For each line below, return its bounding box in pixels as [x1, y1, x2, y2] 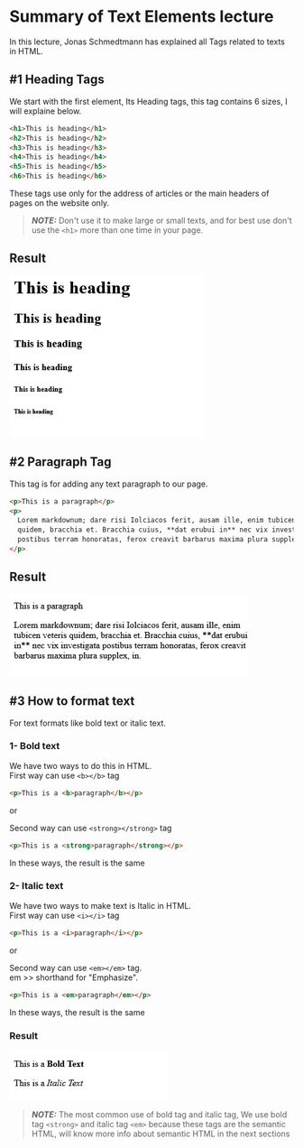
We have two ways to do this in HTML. [9, 760, 152, 771]
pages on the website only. [9, 198, 110, 208]
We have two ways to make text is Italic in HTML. [9, 900, 192, 911]
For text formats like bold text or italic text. [9, 717, 167, 728]
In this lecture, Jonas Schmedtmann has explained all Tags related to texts [9, 36, 286, 47]
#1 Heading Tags [9, 72, 106, 88]
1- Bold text [9, 740, 60, 753]
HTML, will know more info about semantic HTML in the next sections [31, 1128, 290, 1139]
